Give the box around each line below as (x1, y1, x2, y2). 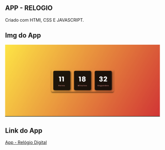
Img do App (5, 31, 41, 40)
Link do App (5, 126, 43, 135)
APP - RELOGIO (5, 4, 53, 12)
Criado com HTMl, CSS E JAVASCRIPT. (5, 17, 84, 23)
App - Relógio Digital (5, 140, 47, 146)
